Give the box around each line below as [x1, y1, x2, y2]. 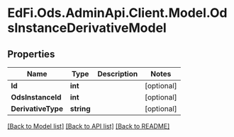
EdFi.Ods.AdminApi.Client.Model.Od [7, 5, 228, 21]
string [69, 104, 91, 114]
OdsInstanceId [11, 93, 62, 102]
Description [97, 69, 138, 78]
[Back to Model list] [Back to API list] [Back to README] [7, 122, 170, 130]
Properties [7, 48, 55, 60]
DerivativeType [11, 104, 64, 114]
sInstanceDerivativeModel [7, 20, 167, 36]
